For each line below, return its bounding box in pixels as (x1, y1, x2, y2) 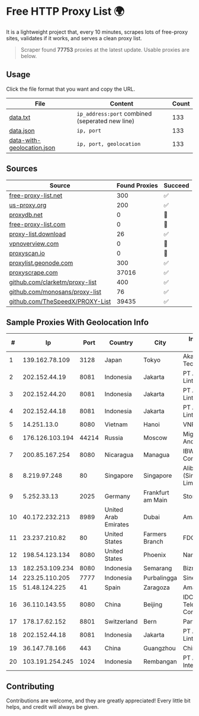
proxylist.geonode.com (9, 258, 73, 267)
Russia (104, 434, 123, 442)
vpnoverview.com (9, 239, 59, 248)
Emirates (104, 520, 129, 529)
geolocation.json (9, 143, 56, 152)
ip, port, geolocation (76, 140, 141, 147)
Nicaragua (104, 451, 134, 459)
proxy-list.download (9, 229, 66, 238)
